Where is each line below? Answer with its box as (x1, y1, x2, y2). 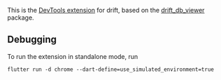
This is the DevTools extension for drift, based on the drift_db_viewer (7, 6, 205, 14)
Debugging (7, 34, 57, 46)
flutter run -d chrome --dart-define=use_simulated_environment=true (7, 66, 215, 73)
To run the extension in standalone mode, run (7, 52, 138, 60)
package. (7, 13, 34, 22)
